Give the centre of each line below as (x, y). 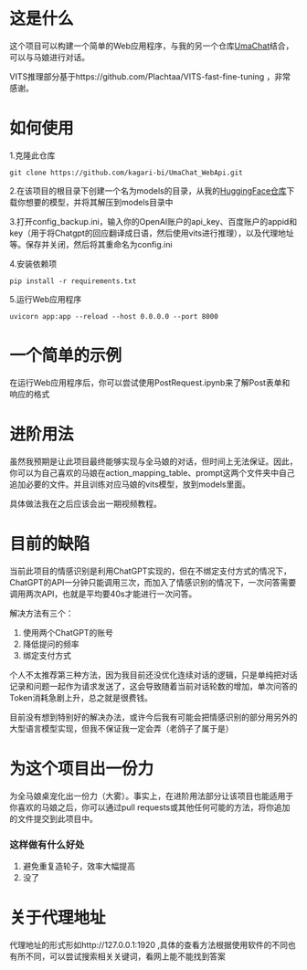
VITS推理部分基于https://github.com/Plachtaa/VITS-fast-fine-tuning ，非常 (150, 76)
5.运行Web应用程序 (46, 299)
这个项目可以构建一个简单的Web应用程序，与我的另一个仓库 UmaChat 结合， (152, 46)
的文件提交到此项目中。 (53, 818)
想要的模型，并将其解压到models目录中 (99, 202)
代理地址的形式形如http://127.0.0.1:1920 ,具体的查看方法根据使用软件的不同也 (153, 944)
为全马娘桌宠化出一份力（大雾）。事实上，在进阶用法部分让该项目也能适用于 (152, 796)
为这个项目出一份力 (82, 769)
